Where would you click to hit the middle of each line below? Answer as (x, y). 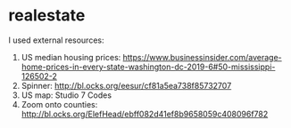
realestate (47, 16)
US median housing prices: (71, 57)
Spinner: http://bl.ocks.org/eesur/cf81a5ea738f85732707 (126, 85)
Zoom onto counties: (59, 104)
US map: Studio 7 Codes (67, 95)
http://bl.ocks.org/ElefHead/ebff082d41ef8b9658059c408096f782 (145, 114)
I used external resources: (56, 40)
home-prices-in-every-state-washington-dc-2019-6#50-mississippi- (148, 67)
